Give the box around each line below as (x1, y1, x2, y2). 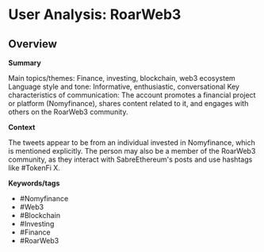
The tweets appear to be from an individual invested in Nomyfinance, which (8, 138, 256, 147)
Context (8, 123, 36, 132)
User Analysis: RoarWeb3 (8, 6, 182, 24)
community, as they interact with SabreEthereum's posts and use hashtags (8, 155, 253, 164)
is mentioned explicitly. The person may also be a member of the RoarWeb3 (8, 147, 256, 155)
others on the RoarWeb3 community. (8, 107, 128, 116)
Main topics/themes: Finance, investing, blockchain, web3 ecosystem (8, 74, 235, 82)
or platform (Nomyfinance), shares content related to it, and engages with (8, 99, 249, 108)
